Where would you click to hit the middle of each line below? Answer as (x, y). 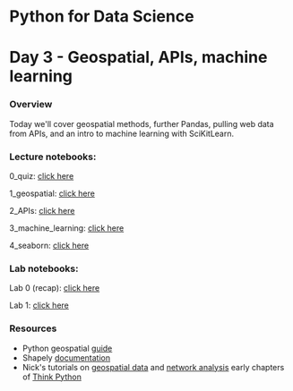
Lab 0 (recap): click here (55, 288)
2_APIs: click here (42, 210)
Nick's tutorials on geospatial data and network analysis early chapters (153, 367)
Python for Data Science (102, 17)
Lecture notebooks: (53, 157)
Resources (33, 328)
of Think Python (52, 377)
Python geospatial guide (67, 348)
